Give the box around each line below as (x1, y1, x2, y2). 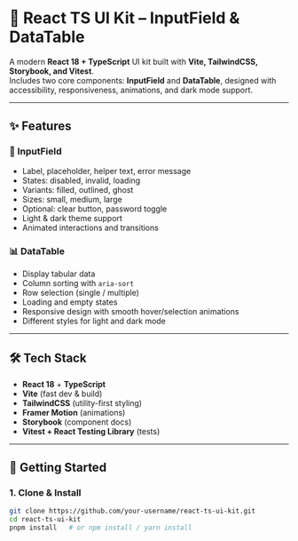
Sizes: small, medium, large (21, 194, 122, 204)
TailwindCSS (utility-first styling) (21, 397, 143, 408)
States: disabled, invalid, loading (21, 175, 141, 186)
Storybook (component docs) (21, 417, 132, 427)
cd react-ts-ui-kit (9, 515, 82, 524)
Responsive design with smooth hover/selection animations (21, 306, 239, 316)
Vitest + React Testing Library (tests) (21, 426, 161, 436)
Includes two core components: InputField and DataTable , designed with (9, 75, 277, 85)
